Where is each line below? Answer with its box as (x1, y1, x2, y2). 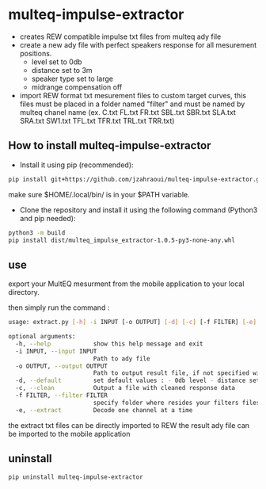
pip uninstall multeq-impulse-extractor (8, 473, 144, 481)
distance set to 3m (31, 65, 93, 74)
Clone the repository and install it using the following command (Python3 (19, 204, 258, 215)
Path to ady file (93, 354, 150, 362)
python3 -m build (8, 228, 66, 237)
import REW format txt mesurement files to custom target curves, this (19, 90, 247, 100)
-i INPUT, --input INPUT (15, 347, 97, 355)
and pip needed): (19, 213, 76, 223)
